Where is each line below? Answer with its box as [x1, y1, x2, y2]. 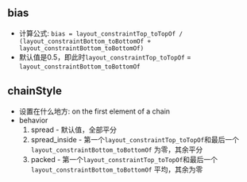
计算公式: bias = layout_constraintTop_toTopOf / [18, 28, 183, 38]
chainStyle [7, 84, 63, 98]
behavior [18, 115, 48, 125]
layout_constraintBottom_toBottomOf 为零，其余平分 [30, 145, 203, 154]
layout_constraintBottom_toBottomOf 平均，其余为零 [30, 165, 203, 174]
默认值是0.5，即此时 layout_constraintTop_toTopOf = [18, 52, 192, 62]
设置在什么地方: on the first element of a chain [18, 106, 171, 116]
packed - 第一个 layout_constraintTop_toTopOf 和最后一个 [30, 154, 218, 164]
